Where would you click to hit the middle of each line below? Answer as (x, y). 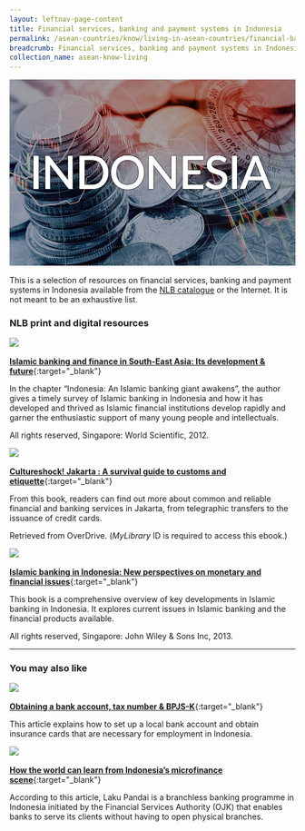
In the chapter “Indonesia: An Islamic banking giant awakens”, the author (145, 389)
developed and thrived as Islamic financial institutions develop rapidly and (148, 408)
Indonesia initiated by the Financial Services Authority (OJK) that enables (146, 807)
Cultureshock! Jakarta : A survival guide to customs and (118, 471)
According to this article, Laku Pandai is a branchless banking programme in (152, 797)
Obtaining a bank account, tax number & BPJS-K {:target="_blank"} (136, 707)
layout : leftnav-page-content (67, 19)
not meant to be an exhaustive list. (74, 299)
